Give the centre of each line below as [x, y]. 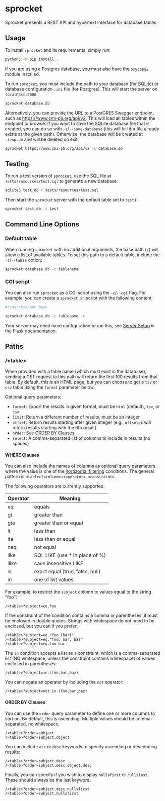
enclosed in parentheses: [31, 664]
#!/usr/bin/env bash [27, 307]
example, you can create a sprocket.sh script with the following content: [79, 298]
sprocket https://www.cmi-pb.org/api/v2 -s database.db [64, 148]
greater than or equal [58, 523]
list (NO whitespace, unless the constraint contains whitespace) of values [80, 658]
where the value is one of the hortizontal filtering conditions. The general [80, 471]
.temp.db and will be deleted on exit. [42, 139]
